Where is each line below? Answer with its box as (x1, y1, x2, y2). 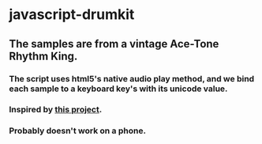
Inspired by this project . (9, 104, 103, 116)
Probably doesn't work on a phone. (9, 125, 147, 136)
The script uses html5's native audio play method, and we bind (9, 73, 255, 84)
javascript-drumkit (9, 6, 135, 24)
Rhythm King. (9, 49, 78, 63)
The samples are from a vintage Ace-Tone (9, 37, 219, 51)
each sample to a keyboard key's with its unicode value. (9, 83, 228, 94)
